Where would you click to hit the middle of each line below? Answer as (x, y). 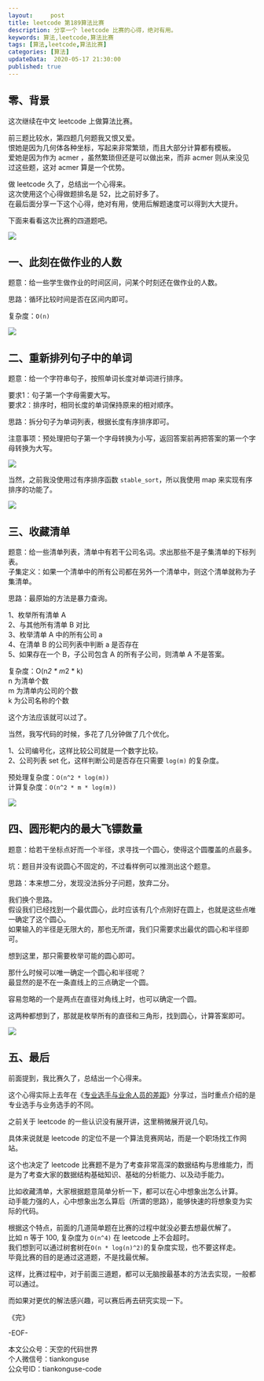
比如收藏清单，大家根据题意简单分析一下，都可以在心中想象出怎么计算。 (125, 1191)
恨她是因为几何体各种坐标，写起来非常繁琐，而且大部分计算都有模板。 (122, 147)
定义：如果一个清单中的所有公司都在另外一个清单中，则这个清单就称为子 (139, 572)
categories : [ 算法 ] (39, 52)
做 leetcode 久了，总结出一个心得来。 (69, 184)
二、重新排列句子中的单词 (70, 358)
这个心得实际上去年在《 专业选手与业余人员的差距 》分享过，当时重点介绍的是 (132, 1095)
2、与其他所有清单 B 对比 (49, 625)
